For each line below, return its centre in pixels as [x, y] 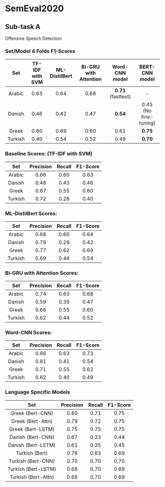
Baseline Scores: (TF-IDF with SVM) [49, 154]
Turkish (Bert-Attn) [32, 477]
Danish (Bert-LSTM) [32, 445]
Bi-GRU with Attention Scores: [42, 273]
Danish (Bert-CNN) [32, 437]
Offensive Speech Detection [34, 38]
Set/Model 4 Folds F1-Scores [40, 51]
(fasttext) [120, 97]
